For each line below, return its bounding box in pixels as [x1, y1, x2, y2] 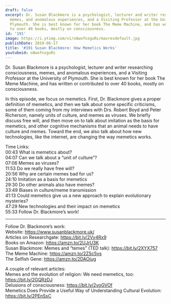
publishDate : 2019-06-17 [5, 41, 58, 46]
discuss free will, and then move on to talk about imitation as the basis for [5, 117, 160, 123]
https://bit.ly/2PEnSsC [5, 293, 52, 299]
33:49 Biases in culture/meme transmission [5, 187, 97, 193]
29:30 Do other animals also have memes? [5, 182, 95, 188]
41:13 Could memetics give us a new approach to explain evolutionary [5, 192, 152, 198]
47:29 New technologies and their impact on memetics [5, 203, 121, 209]
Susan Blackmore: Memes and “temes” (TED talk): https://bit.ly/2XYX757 [5, 245, 158, 251]
